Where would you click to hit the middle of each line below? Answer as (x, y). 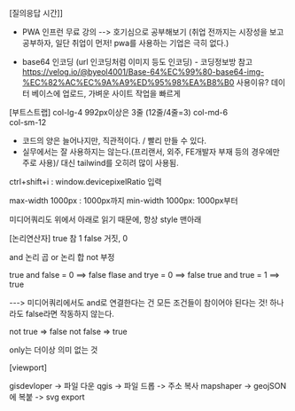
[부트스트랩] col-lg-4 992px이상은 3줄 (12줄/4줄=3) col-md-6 (119, 112)
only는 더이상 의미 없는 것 (54, 350)
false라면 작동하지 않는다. (70, 314)
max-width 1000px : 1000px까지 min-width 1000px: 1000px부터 (124, 201)
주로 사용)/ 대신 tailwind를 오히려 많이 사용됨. (100, 163)
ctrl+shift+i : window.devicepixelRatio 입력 (85, 182)
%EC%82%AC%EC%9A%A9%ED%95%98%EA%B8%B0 (128, 82)
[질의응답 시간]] (36, 13)
